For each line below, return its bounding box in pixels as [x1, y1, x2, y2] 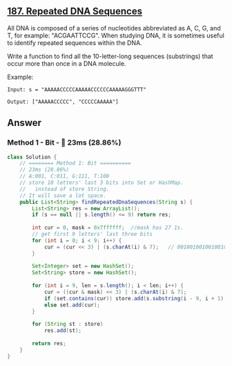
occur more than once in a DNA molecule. [7, 59, 126, 68]
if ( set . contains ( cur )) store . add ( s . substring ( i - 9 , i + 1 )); [43, 295, 230, 302]
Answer [7, 117, 42, 129]
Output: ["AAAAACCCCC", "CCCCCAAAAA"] [7, 98, 119, 105]
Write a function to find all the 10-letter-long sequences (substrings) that [7, 52, 213, 60]
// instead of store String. [19, 185, 110, 192]
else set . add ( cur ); [43, 301, 100, 309]
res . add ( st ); [43, 327, 81, 334]
